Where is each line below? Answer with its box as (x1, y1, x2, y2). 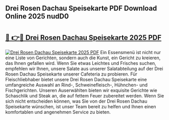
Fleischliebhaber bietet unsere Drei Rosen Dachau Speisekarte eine (5, 77, 147, 82)
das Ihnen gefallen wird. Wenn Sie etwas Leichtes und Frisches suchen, (5, 60, 157, 66)
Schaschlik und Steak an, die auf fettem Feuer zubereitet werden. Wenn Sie (5, 93, 164, 99)
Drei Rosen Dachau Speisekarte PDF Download (5, 4, 157, 13)
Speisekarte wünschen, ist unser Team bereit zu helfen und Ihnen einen (5, 104, 156, 109)
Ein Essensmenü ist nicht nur (100, 50, 161, 55)
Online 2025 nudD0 (5, 12, 69, 21)
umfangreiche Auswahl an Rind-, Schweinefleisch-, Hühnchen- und (5, 82, 148, 88)
